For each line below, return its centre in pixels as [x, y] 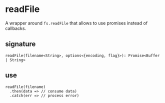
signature [20, 44]
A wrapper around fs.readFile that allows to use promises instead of [76, 23]
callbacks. [16, 28]
